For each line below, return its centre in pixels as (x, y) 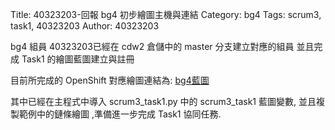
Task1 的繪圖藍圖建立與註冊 (78, 59)
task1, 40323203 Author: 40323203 (85, 26)
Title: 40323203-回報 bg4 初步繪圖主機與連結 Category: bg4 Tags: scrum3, (166, 14)
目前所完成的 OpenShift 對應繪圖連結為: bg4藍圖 (110, 80)
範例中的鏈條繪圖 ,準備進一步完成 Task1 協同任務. (120, 114)
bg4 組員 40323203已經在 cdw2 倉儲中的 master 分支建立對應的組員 (152, 46)
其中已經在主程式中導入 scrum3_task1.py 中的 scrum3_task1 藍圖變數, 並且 (163, 101)
